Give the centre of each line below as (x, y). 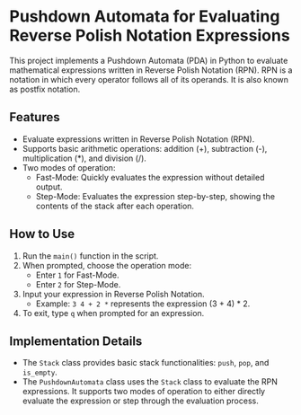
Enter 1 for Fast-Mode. (77, 275)
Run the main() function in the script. (90, 256)
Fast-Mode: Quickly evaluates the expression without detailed (150, 177)
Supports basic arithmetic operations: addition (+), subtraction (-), (145, 148)
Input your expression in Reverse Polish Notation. (113, 294)
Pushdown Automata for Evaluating (145, 17)
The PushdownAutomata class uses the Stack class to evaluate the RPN (150, 382)
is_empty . (40, 372)
